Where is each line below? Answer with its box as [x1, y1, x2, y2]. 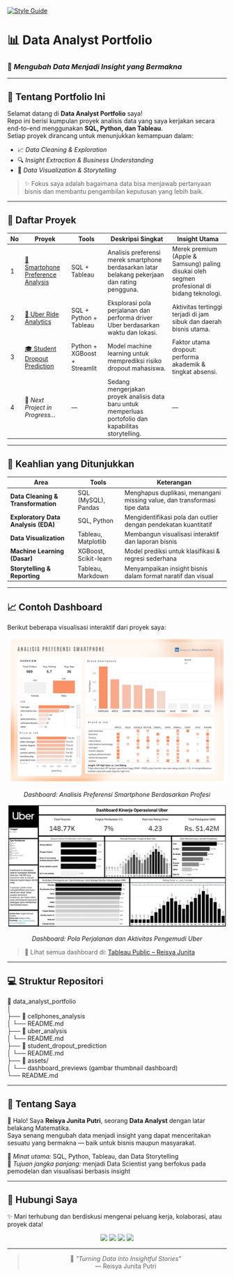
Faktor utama [171, 338, 210, 346]
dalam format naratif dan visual [124, 571, 214, 580]
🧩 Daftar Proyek [7, 214, 77, 226]
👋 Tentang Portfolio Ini [7, 91, 106, 102]
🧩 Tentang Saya [7, 1098, 77, 1110]
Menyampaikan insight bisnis [124, 564, 208, 573]
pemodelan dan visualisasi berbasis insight [7, 1167, 131, 1175]
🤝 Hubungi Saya [7, 1193, 78, 1205]
